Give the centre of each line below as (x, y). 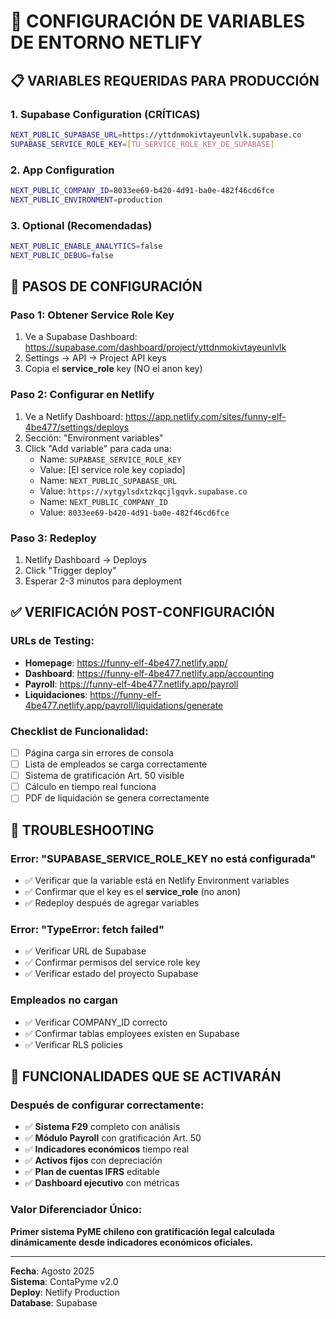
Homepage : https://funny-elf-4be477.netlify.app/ (126, 662)
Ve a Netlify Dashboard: (73, 416)
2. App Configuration (62, 170)
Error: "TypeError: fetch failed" (87, 929)
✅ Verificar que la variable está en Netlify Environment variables (157, 880)
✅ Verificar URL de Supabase (85, 951)
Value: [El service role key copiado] (112, 469)
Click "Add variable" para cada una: (98, 448)
